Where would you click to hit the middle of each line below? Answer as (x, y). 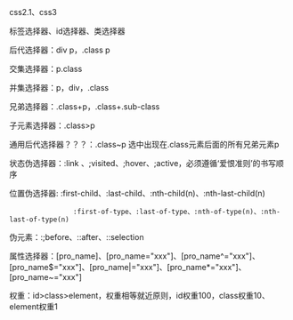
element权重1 (33, 307)
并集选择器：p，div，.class (59, 88)
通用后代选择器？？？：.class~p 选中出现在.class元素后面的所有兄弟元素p (144, 144)
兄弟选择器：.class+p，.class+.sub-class (85, 107)
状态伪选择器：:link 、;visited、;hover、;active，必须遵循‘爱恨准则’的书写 (142, 163)
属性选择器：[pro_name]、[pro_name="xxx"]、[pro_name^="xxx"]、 (134, 256)
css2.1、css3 (33, 12)
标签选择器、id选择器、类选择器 (67, 31)
